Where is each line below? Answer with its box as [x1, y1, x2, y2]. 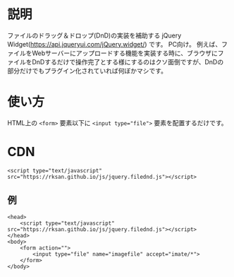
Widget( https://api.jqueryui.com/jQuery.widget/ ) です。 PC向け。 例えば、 [7, 40, 222, 48]
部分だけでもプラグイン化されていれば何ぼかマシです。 [7, 66, 168, 75]
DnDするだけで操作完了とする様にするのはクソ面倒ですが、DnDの [31, 57, 224, 66]
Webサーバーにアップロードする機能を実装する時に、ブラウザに [31, 49, 218, 57]
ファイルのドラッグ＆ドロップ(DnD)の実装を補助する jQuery [7, 31, 182, 40]
